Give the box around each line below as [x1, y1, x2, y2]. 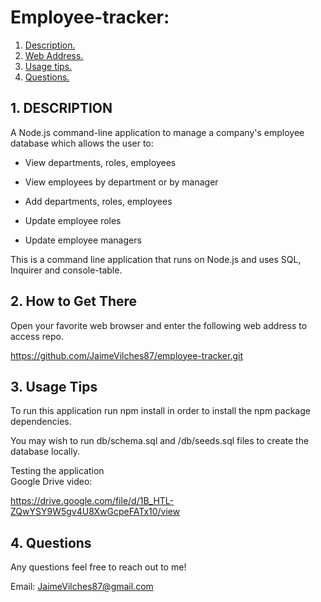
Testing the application [10, 465, 105, 477]
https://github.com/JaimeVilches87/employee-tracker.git [10, 349, 244, 361]
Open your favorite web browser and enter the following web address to [10, 319, 308, 331]
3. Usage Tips [10, 378, 98, 395]
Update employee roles [24, 214, 122, 226]
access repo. [10, 330, 64, 342]
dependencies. [10, 416, 72, 428]
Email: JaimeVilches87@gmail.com [10, 581, 154, 593]
